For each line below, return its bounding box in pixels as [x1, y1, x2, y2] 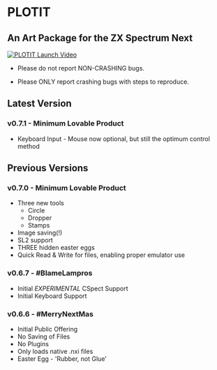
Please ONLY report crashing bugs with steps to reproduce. [17, 77, 190, 86]
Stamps [27, 221, 50, 230]
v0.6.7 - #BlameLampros [7, 268, 93, 278]
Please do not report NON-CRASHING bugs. [17, 64, 145, 72]
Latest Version [7, 98, 72, 110]
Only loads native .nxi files [17, 347, 93, 355]
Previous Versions [7, 162, 89, 175]
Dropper [27, 214, 52, 222]
